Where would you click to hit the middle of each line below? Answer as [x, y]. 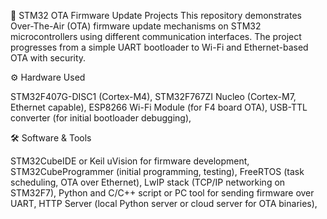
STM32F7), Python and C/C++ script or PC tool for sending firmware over [162, 193]
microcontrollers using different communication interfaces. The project [156, 36]
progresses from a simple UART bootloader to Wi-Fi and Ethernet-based [159, 47]
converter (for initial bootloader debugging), [101, 118]
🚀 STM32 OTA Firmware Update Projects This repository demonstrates [156, 15]
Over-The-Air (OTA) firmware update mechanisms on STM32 [136, 26]
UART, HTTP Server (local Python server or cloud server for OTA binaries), [164, 203]
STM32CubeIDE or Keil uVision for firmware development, [130, 161]
